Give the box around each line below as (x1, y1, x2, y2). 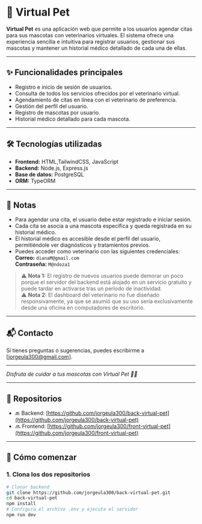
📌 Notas (6, 200, 37, 210)
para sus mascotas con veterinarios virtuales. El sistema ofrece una (6, 31, 174, 38)
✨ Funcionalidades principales (6, 67, 123, 77)
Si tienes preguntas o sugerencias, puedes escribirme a (6, 347, 144, 354)
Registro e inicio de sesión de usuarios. (14, 83, 112, 91)
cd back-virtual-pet (6, 495, 58, 501)
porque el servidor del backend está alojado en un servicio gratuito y (20, 279, 192, 286)
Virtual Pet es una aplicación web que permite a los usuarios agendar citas (6, 25, 193, 32)
